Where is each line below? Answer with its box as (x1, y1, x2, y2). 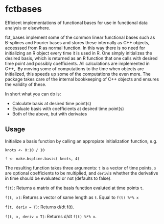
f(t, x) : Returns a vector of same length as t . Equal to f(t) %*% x (5, 194, 139, 200)
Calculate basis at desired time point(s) (12, 100, 92, 106)
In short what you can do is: (5, 91, 61, 97)
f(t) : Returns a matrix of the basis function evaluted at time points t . (5, 185, 144, 191)
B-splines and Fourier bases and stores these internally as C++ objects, (5, 39, 150, 45)
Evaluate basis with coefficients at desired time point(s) (12, 106, 124, 112)
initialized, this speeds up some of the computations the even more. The (5, 71, 151, 77)
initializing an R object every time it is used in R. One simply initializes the (5, 50, 153, 56)
